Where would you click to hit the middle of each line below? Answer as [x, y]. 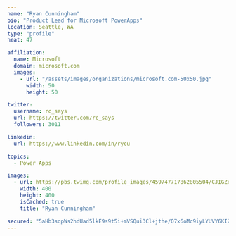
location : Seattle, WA [40, 27]
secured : [20, 221]
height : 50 [42, 92]
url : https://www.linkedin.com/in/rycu [72, 144]
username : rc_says [41, 111]
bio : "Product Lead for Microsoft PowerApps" [75, 20]
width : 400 [36, 189]
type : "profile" [31, 33]
